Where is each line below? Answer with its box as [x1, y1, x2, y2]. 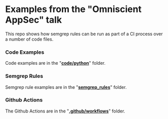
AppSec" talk [5, 14, 62, 26]
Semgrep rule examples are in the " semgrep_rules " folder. [5, 84, 127, 90]
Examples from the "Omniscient [5, 4, 142, 15]
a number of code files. [5, 36, 54, 42]
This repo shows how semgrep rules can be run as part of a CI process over [5, 31, 163, 37]
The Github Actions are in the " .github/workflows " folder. [5, 108, 125, 114]
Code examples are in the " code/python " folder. [5, 60, 106, 66]
